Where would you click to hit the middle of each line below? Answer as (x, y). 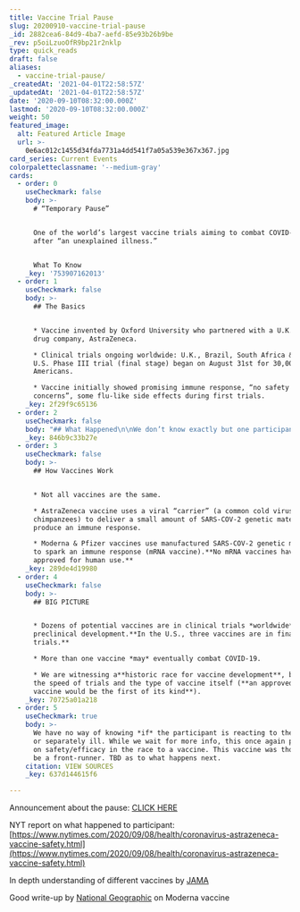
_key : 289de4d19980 (62, 569)
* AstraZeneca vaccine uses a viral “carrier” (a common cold (151, 511)
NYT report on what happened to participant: (92, 825)
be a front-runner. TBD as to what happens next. (127, 758)
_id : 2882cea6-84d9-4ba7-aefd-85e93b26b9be (92, 34)
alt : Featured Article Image (71, 134)
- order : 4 (37, 577)
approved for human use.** (83, 561)
